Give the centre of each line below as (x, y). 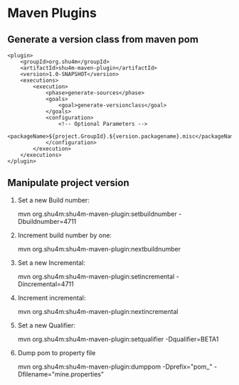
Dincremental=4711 (46, 284)
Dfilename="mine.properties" (61, 374)
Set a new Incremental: (51, 262)
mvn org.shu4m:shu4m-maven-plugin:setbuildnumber (97, 214)
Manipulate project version (68, 183)
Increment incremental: (52, 298)
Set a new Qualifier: (47, 325)
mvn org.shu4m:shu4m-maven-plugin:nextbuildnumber (99, 249)
